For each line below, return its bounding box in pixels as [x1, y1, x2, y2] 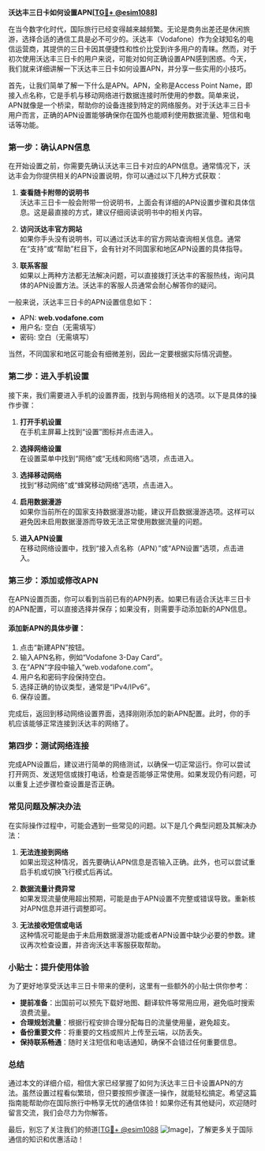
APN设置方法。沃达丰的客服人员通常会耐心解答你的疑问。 [33, 280, 221, 291]
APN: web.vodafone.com [19, 313, 104, 323]
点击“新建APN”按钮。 [19, 643, 89, 652]
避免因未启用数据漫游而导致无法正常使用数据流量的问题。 [19, 516, 207, 526]
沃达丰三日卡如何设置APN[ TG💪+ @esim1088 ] [8, 8, 158, 17]
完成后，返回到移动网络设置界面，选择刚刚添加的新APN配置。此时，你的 [8, 709, 244, 718]
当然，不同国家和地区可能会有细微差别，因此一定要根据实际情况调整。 [8, 349, 237, 358]
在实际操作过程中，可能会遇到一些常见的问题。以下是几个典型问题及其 [8, 820, 237, 830]
